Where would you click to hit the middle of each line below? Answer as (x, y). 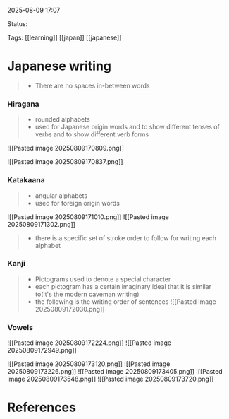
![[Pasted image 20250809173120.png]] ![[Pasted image (89, 364)
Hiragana (24, 104)
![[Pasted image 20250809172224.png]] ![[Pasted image (89, 343)
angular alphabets (61, 195)
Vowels (20, 327)
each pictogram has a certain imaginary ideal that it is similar (123, 286)
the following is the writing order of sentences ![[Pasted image (125, 301)
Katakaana (26, 180)
